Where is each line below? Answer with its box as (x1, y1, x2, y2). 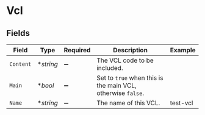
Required (63, 46, 91, 54)
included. (96, 64, 123, 72)
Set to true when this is (96, 74, 164, 82)
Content (9, 61, 32, 68)
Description (112, 46, 148, 54)
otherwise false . (96, 89, 145, 97)
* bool (37, 82, 54, 89)
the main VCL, (96, 82, 137, 89)
